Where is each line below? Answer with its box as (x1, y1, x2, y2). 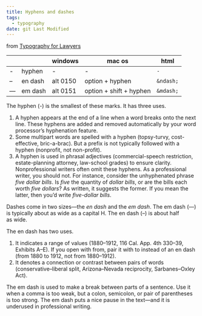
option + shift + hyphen (84, 87, 151, 95)
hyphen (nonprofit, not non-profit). (15, 146, 102, 153)
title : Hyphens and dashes (6, 8, 75, 15)
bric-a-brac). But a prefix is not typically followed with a (40, 140, 180, 147)
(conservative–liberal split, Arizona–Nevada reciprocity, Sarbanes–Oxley (15, 265, 195, 273)
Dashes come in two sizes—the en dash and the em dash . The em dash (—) (6, 203, 197, 210)
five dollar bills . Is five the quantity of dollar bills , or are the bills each (15, 178, 187, 186)
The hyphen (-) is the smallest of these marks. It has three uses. (6, 103, 167, 110)
